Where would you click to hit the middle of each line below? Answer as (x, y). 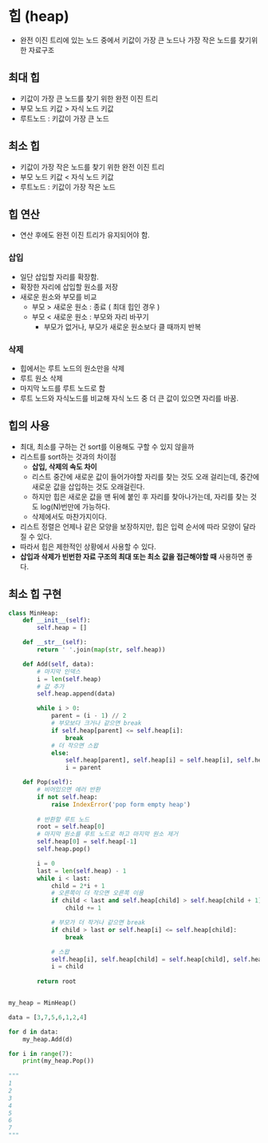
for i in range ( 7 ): (41, 1053)
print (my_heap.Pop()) (58, 1061)
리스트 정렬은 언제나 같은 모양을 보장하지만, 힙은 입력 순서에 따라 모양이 (130, 526)
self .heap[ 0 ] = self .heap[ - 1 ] (87, 842)
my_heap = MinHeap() (43, 1003)
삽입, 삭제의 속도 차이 (64, 466)
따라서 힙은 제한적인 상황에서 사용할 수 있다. (88, 546)
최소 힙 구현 (35, 594)
